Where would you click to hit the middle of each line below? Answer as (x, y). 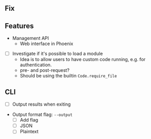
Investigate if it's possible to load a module (58, 54)
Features (19, 26)
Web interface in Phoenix (46, 44)
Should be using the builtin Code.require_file (68, 76)
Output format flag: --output (42, 114)
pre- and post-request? (45, 70)
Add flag (29, 120)
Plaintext (29, 132)
